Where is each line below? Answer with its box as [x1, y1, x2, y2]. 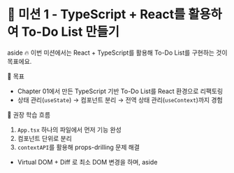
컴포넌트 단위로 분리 [17, 134, 72, 142]
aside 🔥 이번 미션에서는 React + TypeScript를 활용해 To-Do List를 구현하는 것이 [7, 48, 228, 57]
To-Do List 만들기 [21, 24, 120, 40]
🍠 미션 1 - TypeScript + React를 [7, 6, 186, 22]
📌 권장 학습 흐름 [7, 110, 51, 119]
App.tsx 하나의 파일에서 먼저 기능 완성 [17, 125, 122, 134]
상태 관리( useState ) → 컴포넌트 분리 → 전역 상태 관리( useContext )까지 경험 [17, 95, 223, 104]
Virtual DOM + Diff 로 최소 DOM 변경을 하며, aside [17, 158, 158, 166]
